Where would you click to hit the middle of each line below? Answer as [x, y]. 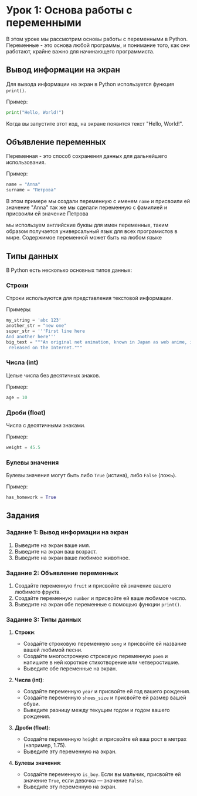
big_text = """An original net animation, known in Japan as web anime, [97, 342]
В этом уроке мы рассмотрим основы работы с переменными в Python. [97, 39]
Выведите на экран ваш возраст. [56, 551]
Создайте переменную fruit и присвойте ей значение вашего [93, 586]
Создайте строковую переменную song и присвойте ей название [105, 644]
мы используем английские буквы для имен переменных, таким [87, 225]
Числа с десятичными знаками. [46, 426]
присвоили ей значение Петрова [47, 214]
